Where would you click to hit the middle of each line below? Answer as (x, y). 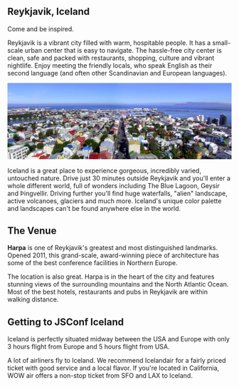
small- (222, 43)
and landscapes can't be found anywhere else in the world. (94, 208)
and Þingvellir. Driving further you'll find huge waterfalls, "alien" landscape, (117, 193)
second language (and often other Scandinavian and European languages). (117, 73)
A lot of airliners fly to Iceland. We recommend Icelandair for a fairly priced (117, 361)
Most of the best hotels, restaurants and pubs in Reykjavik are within (108, 292)
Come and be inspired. (41, 29)
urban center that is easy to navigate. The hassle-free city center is (123, 50)
